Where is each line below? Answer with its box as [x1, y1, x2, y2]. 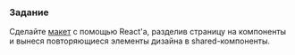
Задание [9, 6, 49, 19]
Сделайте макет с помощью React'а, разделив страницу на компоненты [9, 27, 287, 37]
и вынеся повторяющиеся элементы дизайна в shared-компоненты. [9, 35, 271, 46]
